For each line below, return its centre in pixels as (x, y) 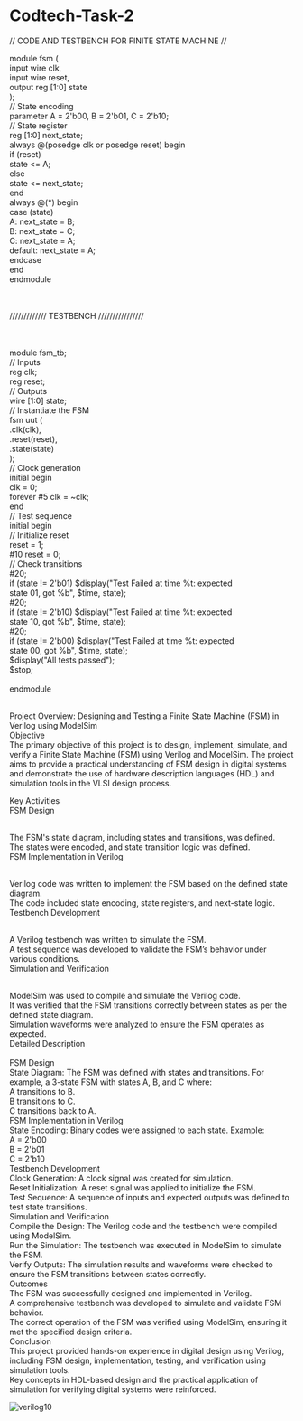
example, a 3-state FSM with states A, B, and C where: (111, 1082)
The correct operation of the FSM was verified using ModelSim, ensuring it (148, 1322)
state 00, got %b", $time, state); (69, 650)
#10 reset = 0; (35, 554)
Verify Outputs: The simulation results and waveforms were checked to (141, 1264)
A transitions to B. (42, 1091)
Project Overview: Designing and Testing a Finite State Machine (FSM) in (144, 716)
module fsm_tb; (38, 353)
